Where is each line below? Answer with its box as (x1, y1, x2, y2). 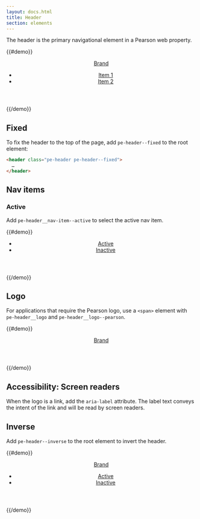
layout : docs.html (6, 8, 52, 15)
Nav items (6, 185, 45, 195)
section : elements (6, 20, 52, 26)
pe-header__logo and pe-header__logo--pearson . (6, 314, 125, 321)
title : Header (6, 14, 42, 20)
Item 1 (98, 72, 113, 79)
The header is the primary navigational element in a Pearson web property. (6, 37, 192, 44)
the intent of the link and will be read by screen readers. (6, 404, 145, 411)
